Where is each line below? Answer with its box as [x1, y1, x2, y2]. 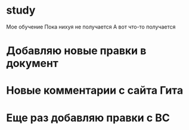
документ [6, 57, 58, 70]
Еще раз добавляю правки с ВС [6, 111, 170, 125]
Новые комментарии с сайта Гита [6, 84, 184, 97]
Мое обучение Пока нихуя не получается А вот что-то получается [6, 23, 176, 30]
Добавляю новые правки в [6, 44, 147, 58]
